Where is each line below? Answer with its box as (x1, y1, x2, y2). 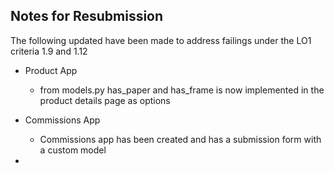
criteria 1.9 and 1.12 (10, 45, 88, 57)
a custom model (39, 144, 107, 156)
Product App (24, 64, 78, 76)
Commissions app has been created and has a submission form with (39, 133, 322, 145)
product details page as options (39, 94, 171, 106)
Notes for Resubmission (10, 8, 164, 25)
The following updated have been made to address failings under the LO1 (10, 34, 312, 46)
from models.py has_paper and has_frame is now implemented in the (39, 84, 325, 96)
